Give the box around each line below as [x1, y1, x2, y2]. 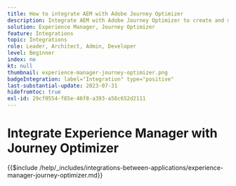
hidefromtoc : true [7, 88, 61, 95]
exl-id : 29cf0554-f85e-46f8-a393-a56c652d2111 [7, 95, 146, 102]
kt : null [7, 62, 33, 69]
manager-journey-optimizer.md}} [7, 171, 103, 179]
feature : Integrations [7, 29, 74, 37]
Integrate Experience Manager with [7, 126, 218, 141]
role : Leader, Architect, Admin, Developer [7, 43, 137, 50]
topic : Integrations [7, 36, 68, 44]
